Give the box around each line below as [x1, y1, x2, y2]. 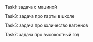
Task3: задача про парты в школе [5, 13, 75, 19]
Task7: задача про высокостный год [5, 32, 80, 37]
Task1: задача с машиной [5, 4, 57, 10]
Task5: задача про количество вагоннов [5, 22, 88, 28]
